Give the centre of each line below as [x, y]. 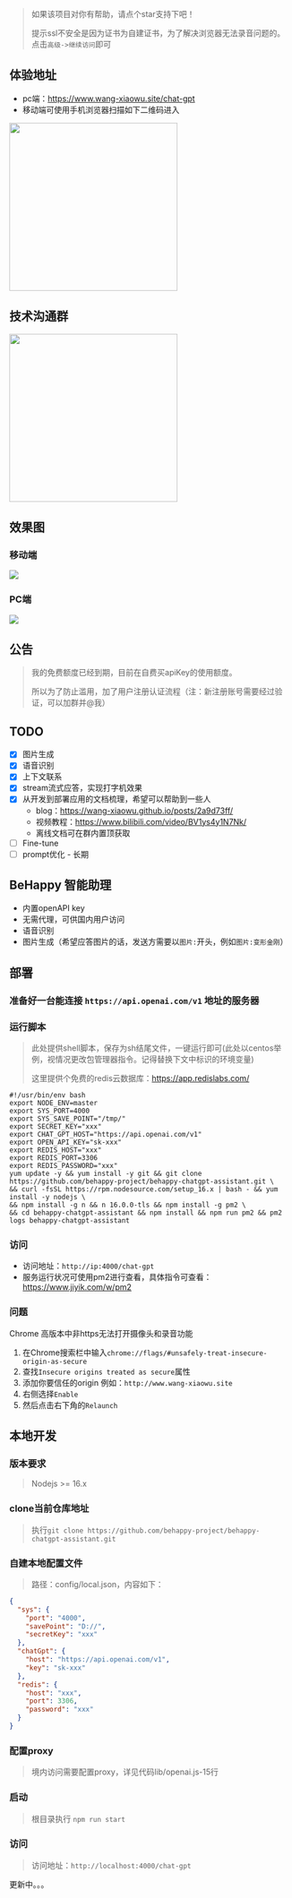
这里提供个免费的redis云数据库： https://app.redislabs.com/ [140, 1078]
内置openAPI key [53, 908]
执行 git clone [57, 1530]
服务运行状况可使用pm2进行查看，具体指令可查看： [117, 1277]
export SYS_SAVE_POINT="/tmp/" [68, 1119]
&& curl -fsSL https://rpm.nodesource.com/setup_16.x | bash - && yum [144, 1189]
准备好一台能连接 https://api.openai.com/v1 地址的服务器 [134, 1001]
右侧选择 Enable [50, 1394]
